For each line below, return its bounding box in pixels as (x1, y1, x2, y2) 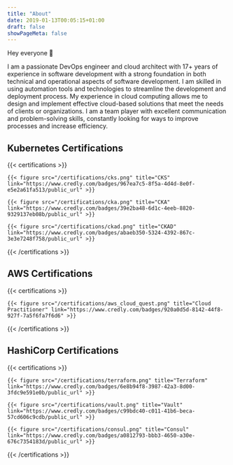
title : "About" (7, 10, 52, 17)
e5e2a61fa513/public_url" (7, 187, 83, 194)
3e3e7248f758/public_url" (7, 236, 83, 243)
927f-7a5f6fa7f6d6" (7, 312, 64, 319)
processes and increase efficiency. (7, 122, 108, 130)
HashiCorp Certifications (7, 345, 119, 357)
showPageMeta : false (7, 29, 68, 37)
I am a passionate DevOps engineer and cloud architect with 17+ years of (7, 62, 218, 71)
